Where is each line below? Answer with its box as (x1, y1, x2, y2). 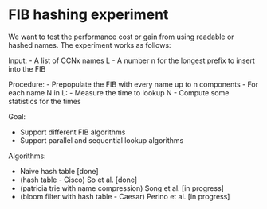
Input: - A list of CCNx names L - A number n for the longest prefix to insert (8, 56, 255, 65)
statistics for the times (8, 96, 81, 106)
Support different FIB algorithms (19, 127, 126, 137)
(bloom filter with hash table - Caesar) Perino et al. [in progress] (19, 192, 230, 201)
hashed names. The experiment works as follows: (8, 40, 171, 49)
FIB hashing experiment (8, 6, 169, 24)
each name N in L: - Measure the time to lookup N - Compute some (8, 87, 230, 97)
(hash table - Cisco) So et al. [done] (19, 175, 138, 184)
